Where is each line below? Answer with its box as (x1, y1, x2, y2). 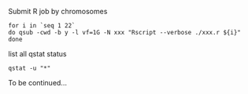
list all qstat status (8, 49, 67, 58)
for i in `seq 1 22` (8, 22, 76, 30)
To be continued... (8, 78, 67, 87)
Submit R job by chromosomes (8, 7, 108, 16)
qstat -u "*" (8, 64, 51, 72)
